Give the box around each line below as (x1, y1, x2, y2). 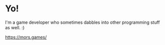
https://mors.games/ (5, 34, 47, 40)
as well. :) (5, 24, 25, 30)
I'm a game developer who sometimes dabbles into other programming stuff (5, 19, 160, 25)
